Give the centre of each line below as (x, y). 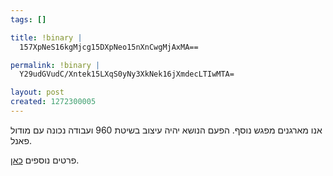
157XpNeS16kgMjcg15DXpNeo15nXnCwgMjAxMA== (109, 47)
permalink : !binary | (55, 65)
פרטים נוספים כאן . (45, 160)
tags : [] (28, 19)
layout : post (37, 92)
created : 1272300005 (53, 102)
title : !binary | (46, 37)
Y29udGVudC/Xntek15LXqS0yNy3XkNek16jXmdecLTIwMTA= (127, 74)
